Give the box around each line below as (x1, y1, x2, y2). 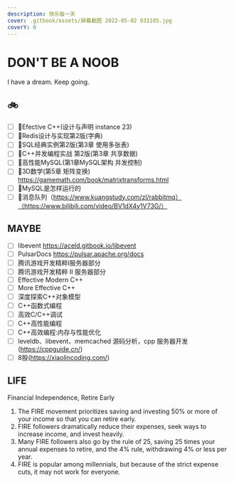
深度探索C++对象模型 (17, 292, 81, 301)
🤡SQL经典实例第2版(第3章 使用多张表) (17, 140, 129, 149)
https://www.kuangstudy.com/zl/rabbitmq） (53, 193, 182, 201)
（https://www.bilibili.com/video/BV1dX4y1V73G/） (17, 201, 168, 210)
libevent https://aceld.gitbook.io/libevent (17, 241, 137, 250)
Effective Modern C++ (17, 275, 83, 284)
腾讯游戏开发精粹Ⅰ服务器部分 (17, 258, 101, 267)
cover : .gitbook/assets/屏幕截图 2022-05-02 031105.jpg (7, 17, 172, 24)
